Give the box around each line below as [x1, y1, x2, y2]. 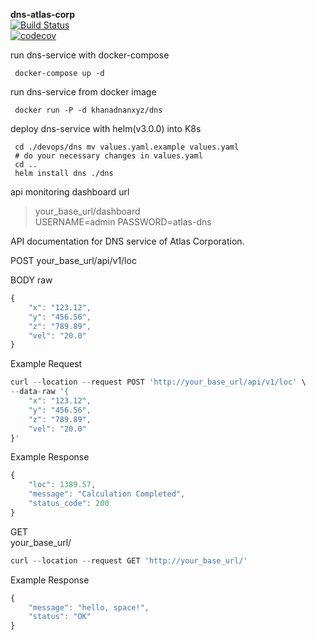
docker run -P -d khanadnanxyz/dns [14, 105, 163, 115]
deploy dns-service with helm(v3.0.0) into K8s [10, 123, 202, 134]
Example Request [10, 358, 83, 370]
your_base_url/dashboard [34, 205, 141, 217]
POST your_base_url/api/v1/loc [10, 255, 137, 266]
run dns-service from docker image [10, 86, 157, 98]
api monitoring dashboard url [10, 186, 130, 198]
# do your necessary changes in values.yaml [14, 151, 203, 161]
